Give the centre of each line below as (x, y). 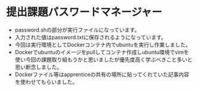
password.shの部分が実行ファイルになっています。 (77, 30)
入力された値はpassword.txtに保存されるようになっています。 (91, 37)
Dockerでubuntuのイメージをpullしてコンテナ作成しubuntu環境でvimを (102, 52)
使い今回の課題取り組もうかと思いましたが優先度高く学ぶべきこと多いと (103, 59)
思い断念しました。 (38, 67)
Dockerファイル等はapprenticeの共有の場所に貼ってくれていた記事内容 (102, 74)
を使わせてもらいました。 (46, 81)
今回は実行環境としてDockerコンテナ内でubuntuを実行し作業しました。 (103, 45)
